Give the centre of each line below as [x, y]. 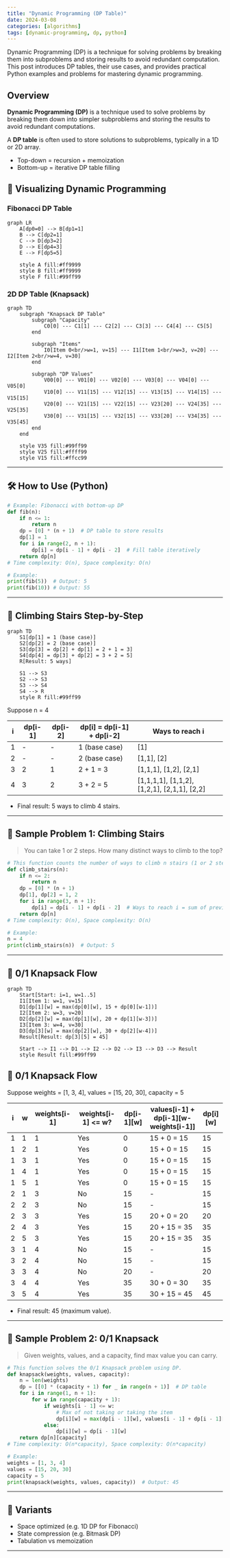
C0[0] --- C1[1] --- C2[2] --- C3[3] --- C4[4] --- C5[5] [128, 326]
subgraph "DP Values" [63, 374]
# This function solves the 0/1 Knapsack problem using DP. [95, 1368]
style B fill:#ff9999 [50, 271]
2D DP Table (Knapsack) [48, 294]
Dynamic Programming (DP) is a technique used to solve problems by [106, 112]
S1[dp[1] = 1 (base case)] [58, 638]
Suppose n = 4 [28, 710]
